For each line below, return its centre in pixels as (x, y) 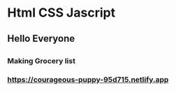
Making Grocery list (41, 60)
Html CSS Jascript (61, 13)
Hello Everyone (41, 39)
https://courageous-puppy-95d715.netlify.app (88, 79)
